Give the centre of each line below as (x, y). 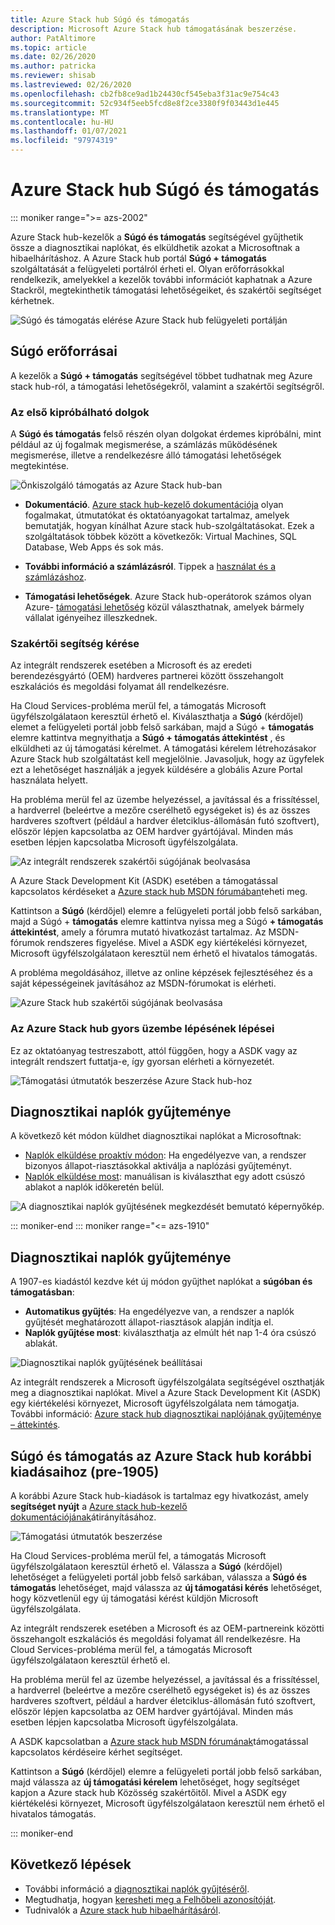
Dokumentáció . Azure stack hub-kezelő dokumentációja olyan (154, 505)
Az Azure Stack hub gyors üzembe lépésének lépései (142, 1029)
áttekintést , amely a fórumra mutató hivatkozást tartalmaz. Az (138, 932)
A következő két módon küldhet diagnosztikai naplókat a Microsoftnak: (156, 1136)
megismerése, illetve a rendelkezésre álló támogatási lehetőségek (146, 455)
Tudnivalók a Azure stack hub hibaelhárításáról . (122, 1910)
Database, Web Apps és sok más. (94, 547)
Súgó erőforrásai (64, 351)
